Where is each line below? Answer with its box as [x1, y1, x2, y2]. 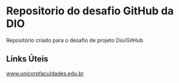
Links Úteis [6, 54, 49, 64]
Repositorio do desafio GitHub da [6, 4, 174, 18]
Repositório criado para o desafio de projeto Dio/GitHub [6, 36, 143, 44]
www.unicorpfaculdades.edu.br [6, 70, 84, 77]
